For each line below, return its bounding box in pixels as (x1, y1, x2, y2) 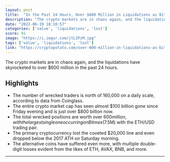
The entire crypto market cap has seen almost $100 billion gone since (12, 103, 158, 109)
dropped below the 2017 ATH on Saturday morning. (12, 135, 120, 142)
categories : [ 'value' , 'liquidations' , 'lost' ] (5, 26, 108, 31)
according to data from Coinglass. (12, 98, 84, 104)
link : (5, 45, 17, 50)
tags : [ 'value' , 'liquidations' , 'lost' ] (5, 40, 94, 46)
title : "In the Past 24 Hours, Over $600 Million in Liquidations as (5, 12, 157, 17)
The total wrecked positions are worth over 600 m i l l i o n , (12, 114, 127, 120)
